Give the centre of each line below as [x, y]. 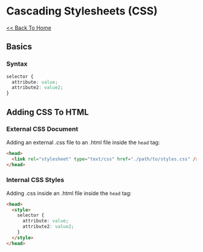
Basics [19, 47]
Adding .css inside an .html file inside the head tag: [69, 193]
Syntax [17, 64]
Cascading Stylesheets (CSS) [82, 11]
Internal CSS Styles [35, 180]
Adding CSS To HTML [48, 112]
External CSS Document [42, 129]
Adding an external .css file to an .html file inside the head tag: [83, 142]
